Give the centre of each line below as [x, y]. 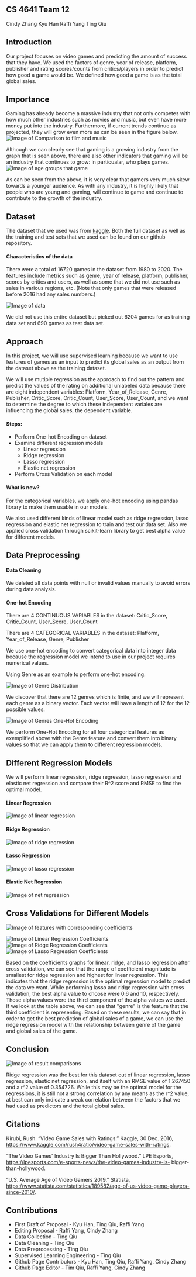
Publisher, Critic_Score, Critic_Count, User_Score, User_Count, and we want [97, 398]
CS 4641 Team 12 [38, 10]
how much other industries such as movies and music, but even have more [96, 120]
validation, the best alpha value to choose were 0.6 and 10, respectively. [93, 993]
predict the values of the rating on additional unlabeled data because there [96, 386]
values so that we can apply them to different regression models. [84, 744]
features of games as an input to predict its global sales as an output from [95, 362]
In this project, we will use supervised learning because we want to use [92, 356]
